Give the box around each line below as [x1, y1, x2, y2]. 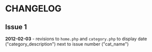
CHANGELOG [5, 3, 61, 14]
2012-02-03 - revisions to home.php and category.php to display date [5, 36, 147, 42]
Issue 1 [5, 23, 27, 31]
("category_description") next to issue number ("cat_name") [5, 41, 129, 47]
